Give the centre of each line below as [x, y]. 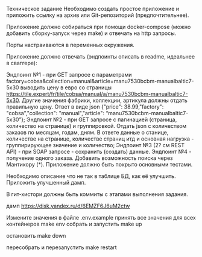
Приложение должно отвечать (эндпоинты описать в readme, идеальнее [100, 56]
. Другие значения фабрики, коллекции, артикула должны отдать [103, 100]
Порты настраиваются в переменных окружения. [70, 45]
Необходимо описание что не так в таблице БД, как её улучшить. [91, 176]
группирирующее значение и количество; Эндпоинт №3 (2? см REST [96, 145]
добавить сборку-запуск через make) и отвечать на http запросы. [91, 33]
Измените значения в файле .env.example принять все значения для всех [101, 217]
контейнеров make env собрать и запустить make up [74, 224]
